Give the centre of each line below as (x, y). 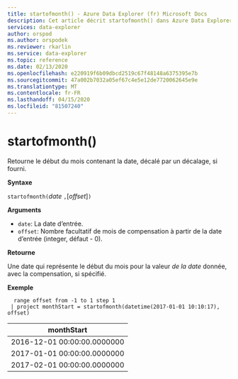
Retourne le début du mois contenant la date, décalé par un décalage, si (113, 161)
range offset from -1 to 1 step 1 (64, 300)
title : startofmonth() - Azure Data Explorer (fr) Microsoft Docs (107, 14)
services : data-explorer (44, 27)
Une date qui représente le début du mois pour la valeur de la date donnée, (117, 266)
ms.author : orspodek (38, 40)
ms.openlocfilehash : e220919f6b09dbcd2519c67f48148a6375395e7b (103, 73)
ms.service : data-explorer (47, 54)
